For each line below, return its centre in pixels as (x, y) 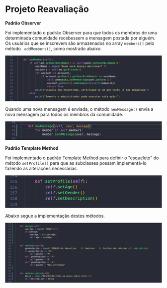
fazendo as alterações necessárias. (42, 169)
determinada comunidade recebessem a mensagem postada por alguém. (80, 38)
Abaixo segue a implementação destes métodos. (55, 216)
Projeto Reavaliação (47, 9)
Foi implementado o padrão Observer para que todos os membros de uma (81, 32)
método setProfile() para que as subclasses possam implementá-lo (76, 163)
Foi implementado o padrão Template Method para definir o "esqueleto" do (82, 158)
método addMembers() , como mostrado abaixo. (53, 48)
